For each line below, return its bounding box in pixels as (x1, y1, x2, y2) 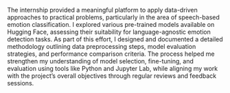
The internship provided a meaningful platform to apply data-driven (7, 6, 198, 14)
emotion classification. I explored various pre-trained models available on (7, 21, 215, 28)
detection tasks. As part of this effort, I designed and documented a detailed (7, 35, 223, 43)
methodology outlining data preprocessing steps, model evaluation (7, 43, 196, 50)
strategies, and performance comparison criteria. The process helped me (7, 50, 215, 58)
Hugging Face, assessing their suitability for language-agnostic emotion (7, 28, 211, 36)
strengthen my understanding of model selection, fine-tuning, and (7, 57, 194, 65)
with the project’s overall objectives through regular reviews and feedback (7, 72, 217, 80)
